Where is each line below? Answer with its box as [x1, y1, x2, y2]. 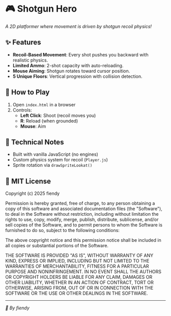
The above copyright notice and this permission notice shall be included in [5, 237, 161, 243]
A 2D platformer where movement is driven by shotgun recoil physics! [5, 23, 152, 30]
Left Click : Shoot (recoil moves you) [20, 112, 96, 119]
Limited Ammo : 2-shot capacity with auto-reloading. [12, 62, 124, 68]
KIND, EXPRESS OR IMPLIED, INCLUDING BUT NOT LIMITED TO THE [5, 258, 150, 264]
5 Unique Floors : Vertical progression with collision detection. [12, 73, 142, 79]
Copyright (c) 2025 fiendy [5, 190, 60, 196]
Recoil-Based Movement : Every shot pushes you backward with [12, 51, 149, 58]
